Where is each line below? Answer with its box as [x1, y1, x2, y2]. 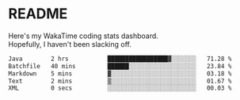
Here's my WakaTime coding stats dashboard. [8, 31, 158, 40]
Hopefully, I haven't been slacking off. [8, 39, 132, 48]
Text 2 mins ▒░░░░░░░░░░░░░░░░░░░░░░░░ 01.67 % [8, 77, 232, 85]
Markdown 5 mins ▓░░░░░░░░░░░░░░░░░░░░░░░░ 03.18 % [8, 69, 232, 78]
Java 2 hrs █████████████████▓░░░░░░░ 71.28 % [8, 55, 232, 63]
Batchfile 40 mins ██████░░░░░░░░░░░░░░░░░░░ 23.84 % [8, 62, 232, 70]
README [8, 5, 68, 23]
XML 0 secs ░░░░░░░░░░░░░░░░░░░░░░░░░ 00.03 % [8, 84, 232, 92]
